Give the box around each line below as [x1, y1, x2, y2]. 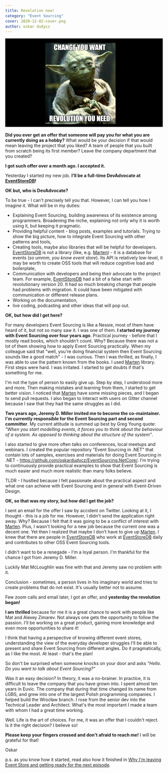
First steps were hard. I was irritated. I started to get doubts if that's [5, 364, 144, 370]
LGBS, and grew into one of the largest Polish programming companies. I [5, 691, 155, 697]
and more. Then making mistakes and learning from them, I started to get [5, 385, 156, 391]
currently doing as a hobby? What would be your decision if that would [5, 137, 153, 143]
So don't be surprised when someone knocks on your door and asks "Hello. [5, 660, 161, 666]
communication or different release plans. [12, 292, 99, 298]
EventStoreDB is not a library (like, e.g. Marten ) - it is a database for [12, 249, 152, 255]
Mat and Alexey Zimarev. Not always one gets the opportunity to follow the [5, 614, 159, 620]
